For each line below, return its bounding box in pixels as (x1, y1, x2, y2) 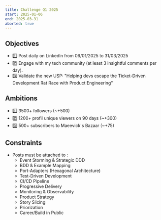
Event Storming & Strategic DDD (19, 157, 85, 163)
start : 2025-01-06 (5, 12, 43, 17)
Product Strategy (19, 194, 55, 200)
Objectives (5, 39, 39, 47)
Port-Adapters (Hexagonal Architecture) (19, 168, 101, 174)
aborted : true (5, 21, 34, 26)
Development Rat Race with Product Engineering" (12, 80, 113, 86)
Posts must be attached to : (12, 152, 68, 158)
